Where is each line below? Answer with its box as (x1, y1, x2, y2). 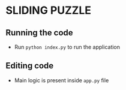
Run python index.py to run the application (14, 43, 121, 50)
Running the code (5, 28, 73, 38)
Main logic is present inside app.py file (14, 76, 109, 84)
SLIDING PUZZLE (5, 4, 91, 17)
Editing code (5, 61, 54, 71)
